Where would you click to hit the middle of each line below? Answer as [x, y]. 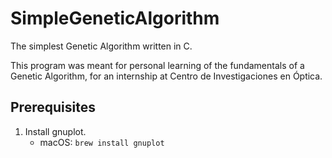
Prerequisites [53, 107]
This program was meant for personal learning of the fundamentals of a [157, 65]
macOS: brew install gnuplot [102, 142]
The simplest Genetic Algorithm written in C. [101, 46]
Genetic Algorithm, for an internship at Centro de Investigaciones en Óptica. [166, 76]
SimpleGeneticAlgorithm [115, 18]
